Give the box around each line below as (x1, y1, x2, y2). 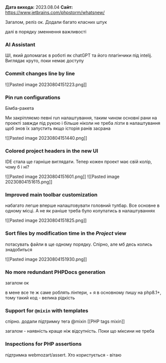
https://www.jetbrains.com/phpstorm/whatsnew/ (5, 9, 105, 15)
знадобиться (5, 246, 32, 253)
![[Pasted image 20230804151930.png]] (5, 256, 87, 262)
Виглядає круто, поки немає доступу (5, 58, 84, 64)
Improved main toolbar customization (5, 191, 98, 198)
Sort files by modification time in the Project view (5, 230, 127, 237)
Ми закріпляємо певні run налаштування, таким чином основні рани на (5, 114, 158, 121)
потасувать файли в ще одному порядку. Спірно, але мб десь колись (5, 241, 153, 247)
